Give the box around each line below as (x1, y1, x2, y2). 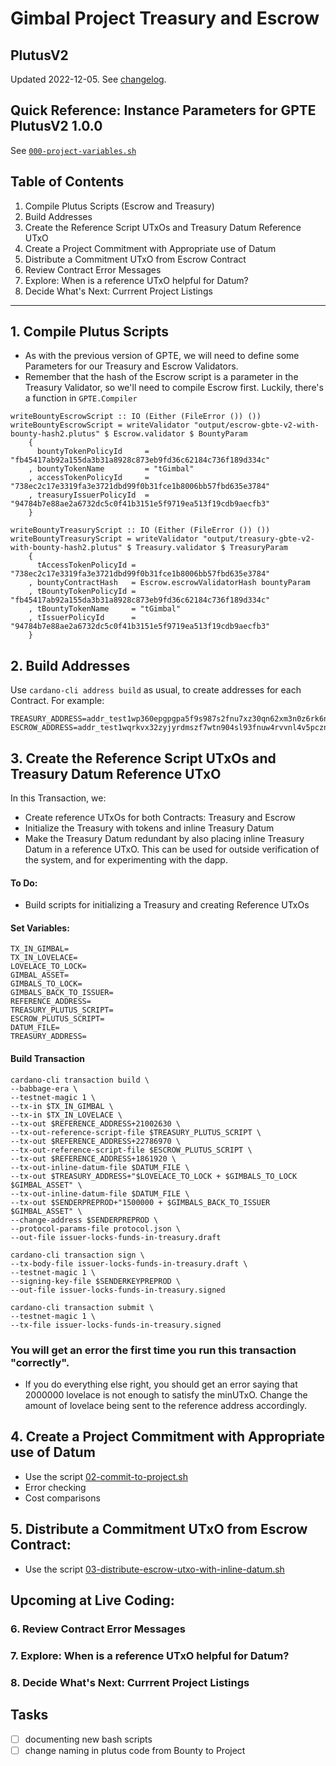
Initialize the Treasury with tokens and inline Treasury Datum (24, 822, 275, 834)
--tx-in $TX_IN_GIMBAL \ (10, 1101, 114, 1111)
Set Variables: (10, 922, 70, 934)
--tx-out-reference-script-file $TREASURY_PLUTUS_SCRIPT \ (10, 1127, 262, 1137)
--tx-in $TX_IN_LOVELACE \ (10, 1110, 123, 1120)
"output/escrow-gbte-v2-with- (193, 420, 320, 431)
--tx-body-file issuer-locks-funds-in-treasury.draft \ (10, 1258, 248, 1269)
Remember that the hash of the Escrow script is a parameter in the (24, 371, 299, 383)
